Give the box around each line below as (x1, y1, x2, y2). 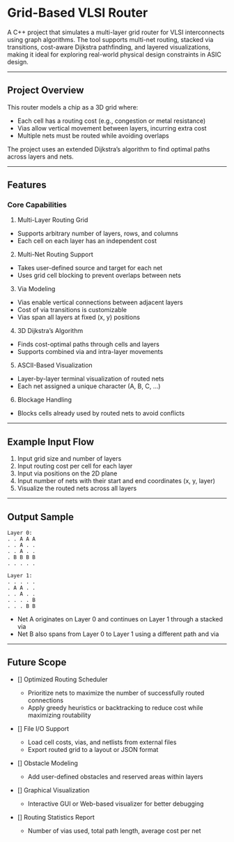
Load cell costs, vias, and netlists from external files (27, 738, 177, 746)
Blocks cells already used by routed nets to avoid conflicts (17, 409, 185, 418)
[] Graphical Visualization (17, 785, 90, 794)
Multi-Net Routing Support (17, 250, 94, 259)
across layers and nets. (7, 152, 75, 161)
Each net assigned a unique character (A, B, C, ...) (17, 382, 161, 390)
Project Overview (7, 84, 84, 96)
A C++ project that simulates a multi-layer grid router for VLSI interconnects (7, 28, 225, 36)
